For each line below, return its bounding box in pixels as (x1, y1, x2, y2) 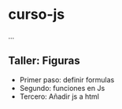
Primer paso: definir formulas (19, 74, 115, 84)
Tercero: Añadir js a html (19, 92, 100, 101)
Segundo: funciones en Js (19, 83, 105, 93)
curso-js (8, 5, 65, 24)
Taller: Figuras (8, 54, 80, 67)
